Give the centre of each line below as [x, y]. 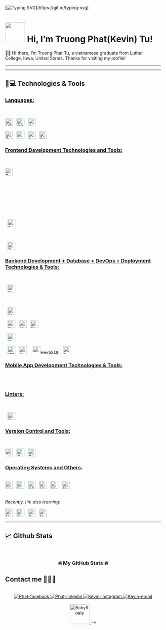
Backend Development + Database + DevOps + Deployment [78, 260]
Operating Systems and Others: [44, 468]
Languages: [20, 100]
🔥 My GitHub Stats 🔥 [83, 563]
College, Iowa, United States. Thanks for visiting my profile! [65, 58]
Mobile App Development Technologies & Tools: [64, 366]
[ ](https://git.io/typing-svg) [47, 8]
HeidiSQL [50, 353]
